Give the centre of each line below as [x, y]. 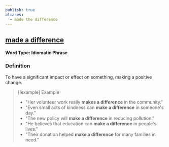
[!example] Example [38, 92]
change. [14, 82]
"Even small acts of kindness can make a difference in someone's [94, 107]
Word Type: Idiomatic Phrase [37, 53]
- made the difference [34, 19]
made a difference [35, 40]
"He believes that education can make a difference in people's [91, 123]
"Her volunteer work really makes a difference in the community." [94, 102]
